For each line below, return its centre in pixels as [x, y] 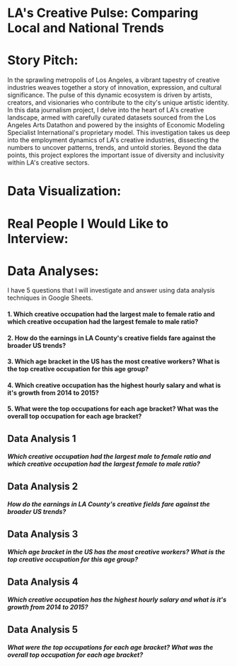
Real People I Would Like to [88, 223]
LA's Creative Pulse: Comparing [103, 13]
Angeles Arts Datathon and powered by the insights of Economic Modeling [116, 125]
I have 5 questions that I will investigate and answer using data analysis [111, 291]
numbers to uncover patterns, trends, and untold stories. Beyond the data [114, 148]
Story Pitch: [43, 60]
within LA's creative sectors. [48, 163]
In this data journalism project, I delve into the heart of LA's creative [106, 110]
